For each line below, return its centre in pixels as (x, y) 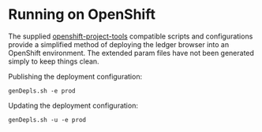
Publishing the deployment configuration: (75, 76)
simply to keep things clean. (54, 61)
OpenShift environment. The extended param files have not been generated (131, 53)
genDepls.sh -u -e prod (47, 119)
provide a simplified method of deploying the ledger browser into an (119, 44)
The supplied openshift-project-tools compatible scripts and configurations (131, 36)
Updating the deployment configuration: (73, 105)
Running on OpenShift (82, 15)
